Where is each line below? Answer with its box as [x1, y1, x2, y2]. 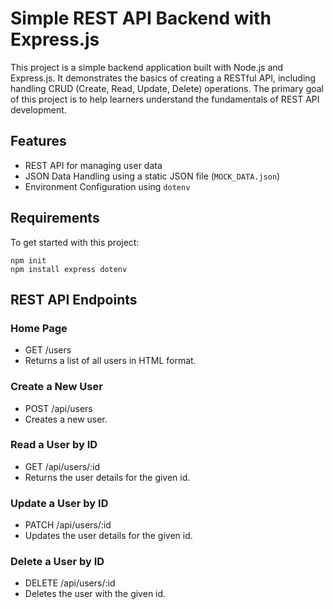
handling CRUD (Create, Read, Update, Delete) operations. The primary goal [10, 82, 325, 94]
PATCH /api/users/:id [24, 519, 112, 531]
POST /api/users [24, 402, 93, 414]
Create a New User [10, 380, 103, 394]
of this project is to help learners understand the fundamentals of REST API [10, 93, 320, 105]
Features [10, 133, 67, 150]
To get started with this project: [10, 236, 140, 248]
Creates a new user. [24, 413, 108, 425]
